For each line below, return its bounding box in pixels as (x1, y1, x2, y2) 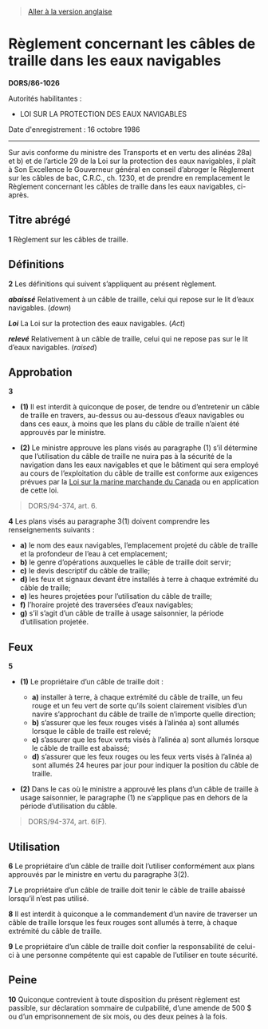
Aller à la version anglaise (27, 7, 112, 16)
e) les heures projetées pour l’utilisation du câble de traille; (19, 592, 213, 601)
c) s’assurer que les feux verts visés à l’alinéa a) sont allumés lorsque (31, 735, 259, 744)
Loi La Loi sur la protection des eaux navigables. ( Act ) (8, 318, 186, 328)
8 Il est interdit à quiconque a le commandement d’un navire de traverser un (8, 909, 258, 919)
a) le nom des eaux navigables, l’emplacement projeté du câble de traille (19, 540, 258, 550)
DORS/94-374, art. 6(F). (27, 817, 108, 827)
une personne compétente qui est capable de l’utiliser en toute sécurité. (22, 951, 258, 959)
